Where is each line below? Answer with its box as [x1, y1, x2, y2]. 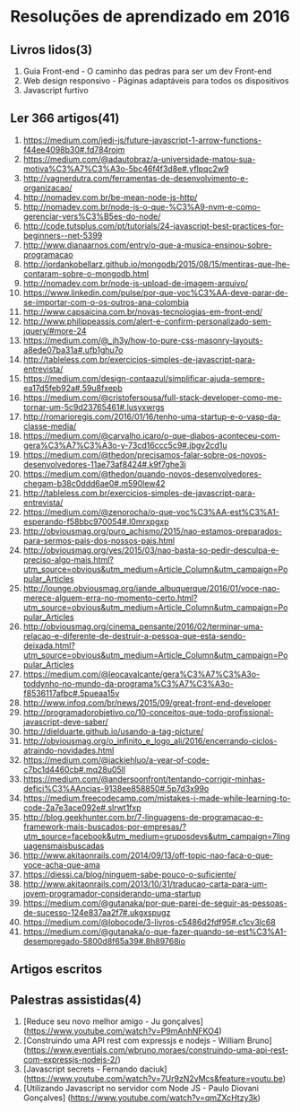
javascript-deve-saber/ [22, 716, 108, 727]
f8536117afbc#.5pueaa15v [22, 687, 120, 698]
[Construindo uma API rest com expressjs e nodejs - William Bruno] [22, 1035, 272, 1046]
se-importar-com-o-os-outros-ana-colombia [22, 296, 189, 307]
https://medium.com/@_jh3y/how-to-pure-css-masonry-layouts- [22, 335, 263, 346]
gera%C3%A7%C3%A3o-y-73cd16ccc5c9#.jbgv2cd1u [22, 440, 227, 451]
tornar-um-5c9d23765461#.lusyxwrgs [22, 401, 165, 412]
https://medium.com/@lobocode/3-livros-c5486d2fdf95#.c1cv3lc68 [22, 916, 276, 927]
